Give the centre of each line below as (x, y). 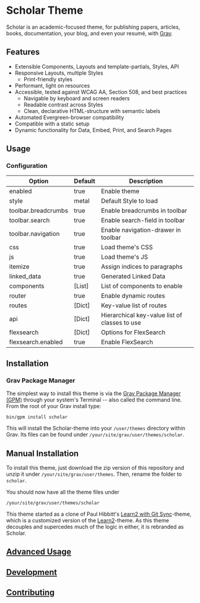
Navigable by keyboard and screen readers (76, 98)
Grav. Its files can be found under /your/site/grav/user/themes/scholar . (95, 434)
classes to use (121, 323)
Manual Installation (43, 453)
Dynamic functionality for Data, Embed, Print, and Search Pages (93, 130)
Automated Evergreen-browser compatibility (69, 117)
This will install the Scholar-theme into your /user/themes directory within (96, 428)
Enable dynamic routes (133, 296)
